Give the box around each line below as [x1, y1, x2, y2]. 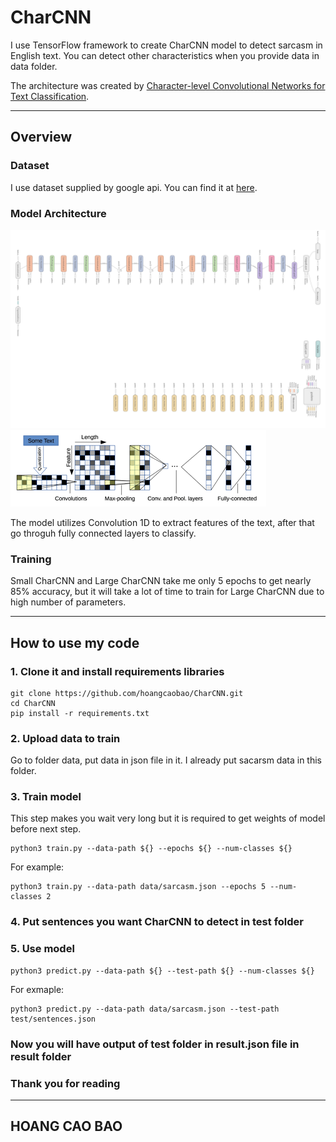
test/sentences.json [10, 1014, 97, 1024]
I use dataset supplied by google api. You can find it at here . [10, 181, 258, 193]
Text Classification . [10, 90, 90, 102]
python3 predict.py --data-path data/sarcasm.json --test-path [10, 1004, 280, 1014]
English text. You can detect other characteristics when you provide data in [10, 49, 320, 61]
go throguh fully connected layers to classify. [10, 527, 197, 539]
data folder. [10, 60, 58, 72]
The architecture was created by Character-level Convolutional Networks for [10, 79, 326, 91]
